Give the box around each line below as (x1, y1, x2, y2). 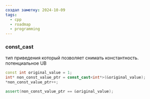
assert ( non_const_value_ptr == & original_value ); (5, 89, 114, 94)
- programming (10, 27, 40, 32)
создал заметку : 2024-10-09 (5, 7, 66, 13)
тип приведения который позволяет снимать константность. (5, 55, 139, 61)
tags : (5, 12, 17, 17)
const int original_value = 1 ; (5, 70, 72, 76)
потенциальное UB (5, 60, 47, 66)
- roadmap (10, 21, 31, 27)
